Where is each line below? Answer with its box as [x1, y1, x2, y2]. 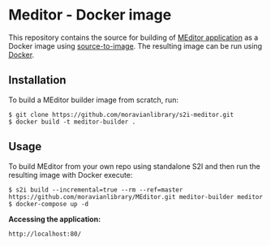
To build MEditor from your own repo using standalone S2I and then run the [8, 161, 261, 171]
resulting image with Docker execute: [8, 170, 133, 179]
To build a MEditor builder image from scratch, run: [8, 95, 179, 105]
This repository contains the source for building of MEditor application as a [8, 32, 259, 42]
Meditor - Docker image [8, 6, 172, 24]
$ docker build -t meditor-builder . [8, 118, 136, 126]
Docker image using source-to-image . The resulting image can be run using [8, 41, 262, 50]
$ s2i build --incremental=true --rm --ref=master [8, 185, 183, 194]
